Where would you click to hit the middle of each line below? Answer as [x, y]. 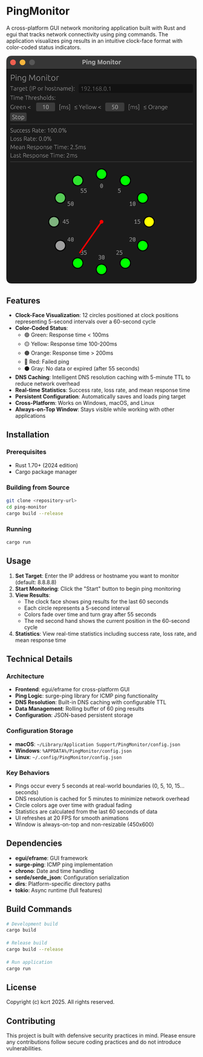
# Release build [27, 943]
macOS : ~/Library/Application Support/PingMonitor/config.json [98, 744]
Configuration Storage [40, 731]
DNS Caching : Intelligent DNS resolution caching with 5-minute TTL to [103, 377]
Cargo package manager [46, 472]
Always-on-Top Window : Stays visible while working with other [95, 409]
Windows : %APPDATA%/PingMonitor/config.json [73, 750]
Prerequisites [26, 452]
